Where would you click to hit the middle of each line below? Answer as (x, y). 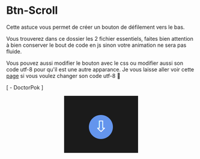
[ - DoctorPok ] (25, 87)
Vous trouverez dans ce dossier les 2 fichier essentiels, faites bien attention (100, 38)
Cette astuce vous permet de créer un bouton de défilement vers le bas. (95, 27)
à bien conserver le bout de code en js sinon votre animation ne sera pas (96, 45)
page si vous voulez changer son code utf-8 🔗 (63, 76)
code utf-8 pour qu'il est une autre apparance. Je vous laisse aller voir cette (100, 69)
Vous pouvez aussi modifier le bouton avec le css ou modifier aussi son (95, 63)
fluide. (14, 51)
